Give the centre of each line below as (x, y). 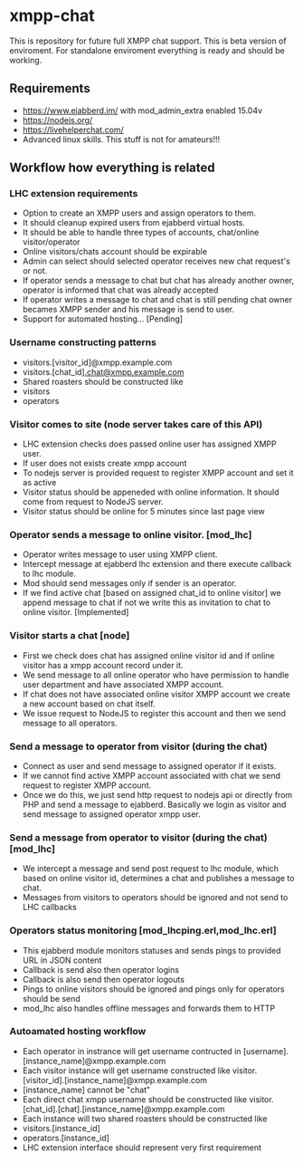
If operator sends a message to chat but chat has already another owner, (158, 281)
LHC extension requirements (74, 194)
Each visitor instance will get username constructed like (126, 1071)
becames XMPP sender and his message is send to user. (128, 310)
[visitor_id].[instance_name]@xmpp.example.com (115, 1080)
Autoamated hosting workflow (78, 1032)
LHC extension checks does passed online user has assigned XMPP (150, 444)
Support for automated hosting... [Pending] (103, 319)
